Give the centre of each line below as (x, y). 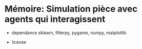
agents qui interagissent (55, 19)
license (19, 42)
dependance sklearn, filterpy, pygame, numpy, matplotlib (69, 33)
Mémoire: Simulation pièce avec (71, 9)
